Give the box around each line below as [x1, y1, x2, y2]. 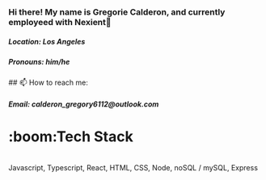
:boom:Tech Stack [8, 128, 133, 146]
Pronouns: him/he [8, 57, 70, 66]
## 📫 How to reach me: [8, 77, 89, 87]
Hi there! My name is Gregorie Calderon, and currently [8, 6, 226, 18]
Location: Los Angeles [8, 36, 86, 46]
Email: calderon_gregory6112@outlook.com [8, 99, 159, 109]
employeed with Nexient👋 [8, 16, 112, 27]
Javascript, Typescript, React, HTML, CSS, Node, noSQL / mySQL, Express [8, 162, 259, 172]
